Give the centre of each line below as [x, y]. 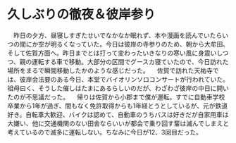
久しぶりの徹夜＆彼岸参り [82, 14]
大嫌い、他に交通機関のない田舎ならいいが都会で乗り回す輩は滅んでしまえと [118, 123]
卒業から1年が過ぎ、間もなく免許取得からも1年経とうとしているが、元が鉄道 [117, 106]
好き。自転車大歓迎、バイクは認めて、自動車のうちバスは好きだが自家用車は [118, 114]
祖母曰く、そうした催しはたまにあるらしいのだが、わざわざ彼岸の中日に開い [118, 88]
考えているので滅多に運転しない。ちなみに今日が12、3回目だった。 [105, 132]
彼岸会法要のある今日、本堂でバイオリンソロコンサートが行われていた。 [124, 79]
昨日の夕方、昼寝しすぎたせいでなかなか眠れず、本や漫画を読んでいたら [118, 35]
